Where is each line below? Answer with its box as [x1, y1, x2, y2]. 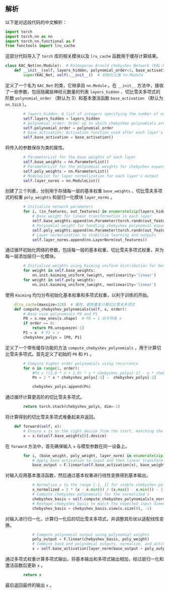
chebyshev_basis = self [32, 497, 82, 502]
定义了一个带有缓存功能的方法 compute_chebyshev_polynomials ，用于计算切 [5, 344, 161, 351]
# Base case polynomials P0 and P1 [23, 311, 98, 317]
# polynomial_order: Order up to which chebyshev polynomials [23, 121, 156, 126]
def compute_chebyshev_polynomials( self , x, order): [14, 307, 127, 312]
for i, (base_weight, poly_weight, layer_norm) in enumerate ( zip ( [23, 453, 165, 458]
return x [23, 572, 42, 577]
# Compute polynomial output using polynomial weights [32, 532, 150, 537]
